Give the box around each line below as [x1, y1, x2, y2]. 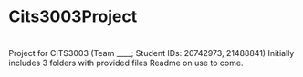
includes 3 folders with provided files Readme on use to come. [8, 57, 244, 69]
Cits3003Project [8, 6, 138, 27]
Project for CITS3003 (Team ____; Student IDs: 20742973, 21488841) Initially [8, 48, 295, 59]
